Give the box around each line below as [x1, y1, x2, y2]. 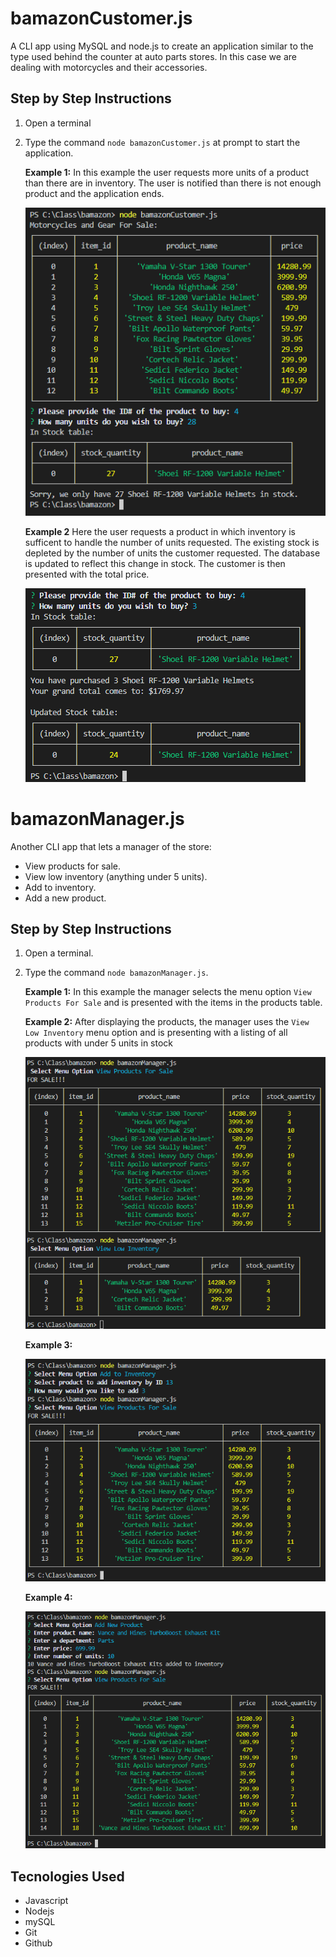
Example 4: [24, 1592, 73, 1604]
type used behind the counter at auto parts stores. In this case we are [10, 50, 297, 62]
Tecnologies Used [10, 1868, 125, 1885]
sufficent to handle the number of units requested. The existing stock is [24, 536, 320, 548]
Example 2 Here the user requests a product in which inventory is [24, 525, 296, 537]
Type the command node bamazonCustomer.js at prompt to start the [24, 136, 301, 148]
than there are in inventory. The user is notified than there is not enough [24, 177, 322, 189]
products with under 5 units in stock [24, 1037, 174, 1049]
